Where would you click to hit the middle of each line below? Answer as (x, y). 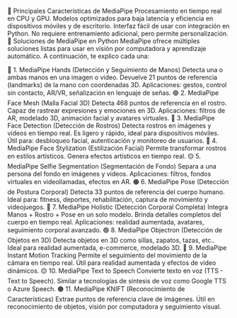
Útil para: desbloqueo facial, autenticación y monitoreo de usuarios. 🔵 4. (112, 141)
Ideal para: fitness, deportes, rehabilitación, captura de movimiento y (108, 199)
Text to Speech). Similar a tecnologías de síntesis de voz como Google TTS (117, 281)
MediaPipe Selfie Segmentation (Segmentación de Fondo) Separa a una (112, 166)
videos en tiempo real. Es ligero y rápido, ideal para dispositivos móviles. (113, 133)
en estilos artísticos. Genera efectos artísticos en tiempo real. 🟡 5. (104, 156)
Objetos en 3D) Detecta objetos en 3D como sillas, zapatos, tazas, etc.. (111, 240)
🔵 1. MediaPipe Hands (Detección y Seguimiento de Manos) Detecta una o (115, 70)
